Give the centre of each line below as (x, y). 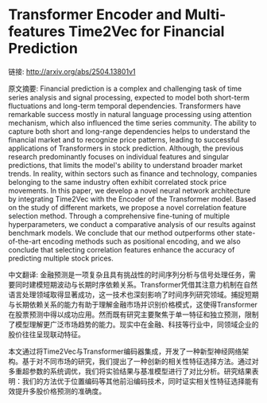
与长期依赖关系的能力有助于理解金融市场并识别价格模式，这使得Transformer (133, 304)
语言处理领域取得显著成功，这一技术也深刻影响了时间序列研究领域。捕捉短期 (133, 294)
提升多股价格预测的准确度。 (60, 391)
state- (246, 233)
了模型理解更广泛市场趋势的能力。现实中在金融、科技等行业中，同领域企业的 (133, 324)
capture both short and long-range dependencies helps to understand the (129, 131)
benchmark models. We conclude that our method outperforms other (121, 233)
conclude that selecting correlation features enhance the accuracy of (122, 249)
